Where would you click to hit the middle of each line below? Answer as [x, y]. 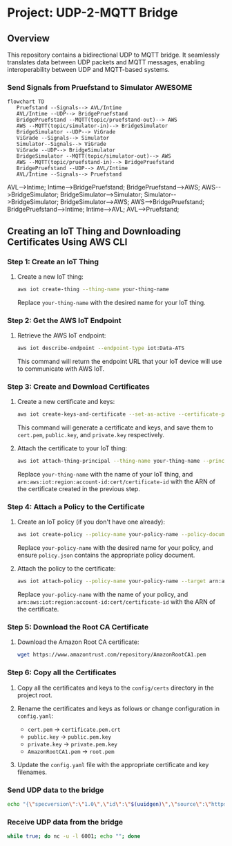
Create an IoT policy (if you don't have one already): [91, 522]
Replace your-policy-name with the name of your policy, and [103, 595]
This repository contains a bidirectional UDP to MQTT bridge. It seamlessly [113, 55]
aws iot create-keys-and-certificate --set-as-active [96, 414]
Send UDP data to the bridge [56, 790]
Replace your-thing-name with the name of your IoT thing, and [105, 475]
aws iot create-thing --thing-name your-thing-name [93, 289]
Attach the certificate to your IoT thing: [72, 448]
